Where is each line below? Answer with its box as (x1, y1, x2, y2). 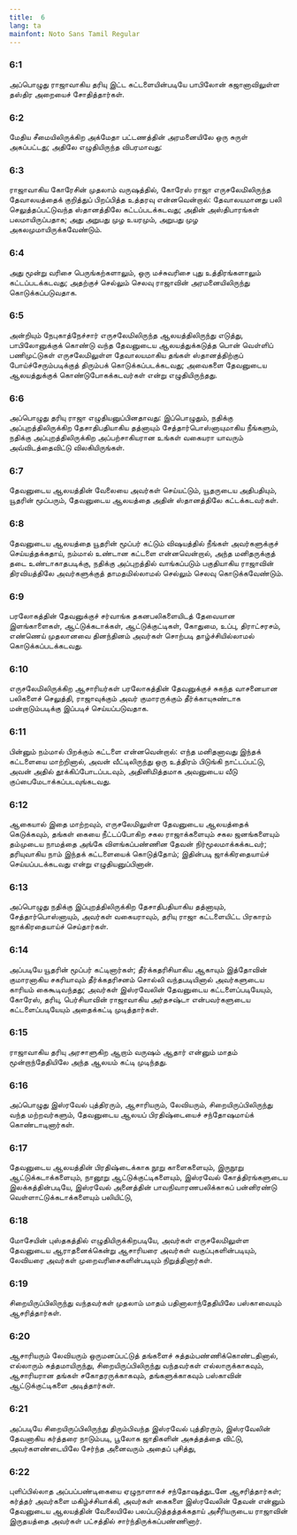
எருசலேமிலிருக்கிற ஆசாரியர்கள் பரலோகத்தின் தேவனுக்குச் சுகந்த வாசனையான (9, 683, 278, 694)
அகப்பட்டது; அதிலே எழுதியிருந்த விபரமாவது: (9, 141, 163, 151)
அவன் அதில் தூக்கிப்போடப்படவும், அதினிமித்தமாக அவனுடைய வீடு (9, 765, 239, 776)
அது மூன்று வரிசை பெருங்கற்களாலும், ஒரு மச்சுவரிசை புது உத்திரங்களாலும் (9, 267, 262, 277)
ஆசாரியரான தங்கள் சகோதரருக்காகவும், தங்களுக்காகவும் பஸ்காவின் (9, 1370, 242, 1381)
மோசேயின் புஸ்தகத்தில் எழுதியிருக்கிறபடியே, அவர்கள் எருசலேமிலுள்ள (9, 1235, 249, 1245)
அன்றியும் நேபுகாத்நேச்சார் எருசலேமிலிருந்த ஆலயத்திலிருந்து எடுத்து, (9, 329, 244, 340)
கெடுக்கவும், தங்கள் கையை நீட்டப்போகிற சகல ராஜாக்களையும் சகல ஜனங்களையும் (9, 828, 280, 839)
